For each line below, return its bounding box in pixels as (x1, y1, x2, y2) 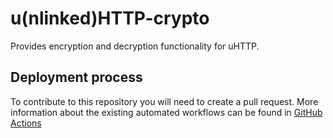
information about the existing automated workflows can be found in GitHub (10, 106, 323, 118)
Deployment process (10, 69, 143, 86)
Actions (10, 117, 42, 129)
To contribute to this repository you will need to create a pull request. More (10, 95, 319, 107)
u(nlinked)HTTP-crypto (10, 7, 210, 30)
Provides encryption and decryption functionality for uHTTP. (10, 40, 260, 52)
